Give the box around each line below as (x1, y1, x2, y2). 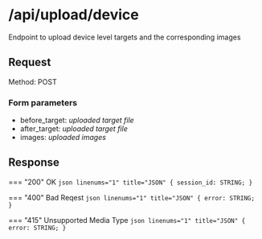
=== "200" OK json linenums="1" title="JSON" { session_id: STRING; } (8, 177, 253, 187)
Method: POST (8, 76, 58, 86)
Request (8, 56, 51, 69)
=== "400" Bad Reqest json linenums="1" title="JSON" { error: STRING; (8, 192, 256, 202)
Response (8, 155, 60, 170)
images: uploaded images (19, 133, 107, 142)
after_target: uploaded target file (19, 124, 129, 134)
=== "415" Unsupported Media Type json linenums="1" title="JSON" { (8, 215, 246, 225)
